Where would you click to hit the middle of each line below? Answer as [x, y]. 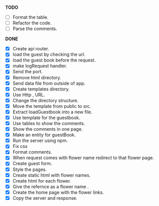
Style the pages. [30, 169]
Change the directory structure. [45, 100]
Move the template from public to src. [52, 106]
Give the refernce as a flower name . [51, 186]
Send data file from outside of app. [49, 83]
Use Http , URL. [29, 95]
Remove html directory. [37, 77]
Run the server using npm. [40, 141]
